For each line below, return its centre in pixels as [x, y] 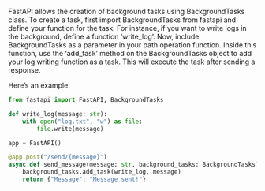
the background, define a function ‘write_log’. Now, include [104, 36]
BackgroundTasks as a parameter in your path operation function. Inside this [132, 45]
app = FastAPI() [35, 143]
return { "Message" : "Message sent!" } [84, 179]
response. [24, 70]
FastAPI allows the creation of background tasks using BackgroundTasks [127, 11]
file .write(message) [70, 129]
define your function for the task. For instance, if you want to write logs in [127, 28]
